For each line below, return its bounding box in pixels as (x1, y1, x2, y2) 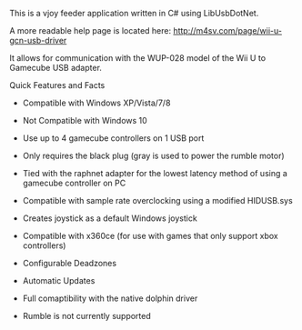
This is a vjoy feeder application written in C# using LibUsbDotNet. (9, 8, 259, 18)
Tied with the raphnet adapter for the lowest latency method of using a (22, 168, 288, 178)
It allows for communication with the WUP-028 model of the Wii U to (9, 53, 267, 63)
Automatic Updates (22, 275, 96, 285)
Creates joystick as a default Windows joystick (22, 213, 197, 224)
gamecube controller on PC (22, 177, 126, 188)
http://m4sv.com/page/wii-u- (172, 25, 282, 35)
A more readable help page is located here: (9, 25, 171, 35)
